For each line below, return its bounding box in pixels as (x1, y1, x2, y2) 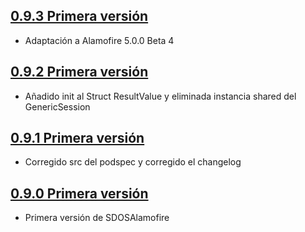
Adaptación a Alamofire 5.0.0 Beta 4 (24, 34, 175, 46)
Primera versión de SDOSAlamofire (24, 212, 170, 224)
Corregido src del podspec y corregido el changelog (24, 156, 242, 168)
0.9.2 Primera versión (10, 64, 149, 81)
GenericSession (24, 100, 91, 113)
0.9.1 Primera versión (10, 130, 145, 147)
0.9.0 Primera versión (10, 185, 149, 202)
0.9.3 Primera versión (10, 8, 149, 25)
